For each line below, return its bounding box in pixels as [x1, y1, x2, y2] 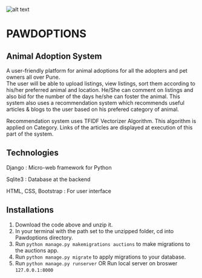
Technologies [6, 148, 59, 158]
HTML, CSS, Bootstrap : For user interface [6, 187, 112, 194]
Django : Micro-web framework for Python [6, 164, 112, 171]
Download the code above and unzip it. [15, 221, 113, 228]
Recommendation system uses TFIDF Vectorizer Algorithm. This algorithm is [6, 117, 197, 124]
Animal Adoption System [6, 51, 102, 61]
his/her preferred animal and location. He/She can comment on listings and [6, 87, 194, 93]
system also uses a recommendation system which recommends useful [6, 99, 184, 106]
